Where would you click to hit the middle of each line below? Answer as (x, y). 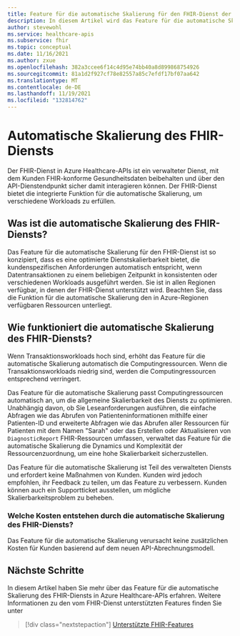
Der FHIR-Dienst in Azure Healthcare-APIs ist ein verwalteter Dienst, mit (113, 170)
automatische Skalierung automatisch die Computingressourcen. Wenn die (117, 363)
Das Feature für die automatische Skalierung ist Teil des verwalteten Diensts (120, 467)
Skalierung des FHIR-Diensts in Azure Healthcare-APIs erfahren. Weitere (114, 595)
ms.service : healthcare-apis (51, 34)
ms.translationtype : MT (43, 80)
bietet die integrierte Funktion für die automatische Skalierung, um (105, 193)
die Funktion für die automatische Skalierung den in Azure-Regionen (108, 297)
